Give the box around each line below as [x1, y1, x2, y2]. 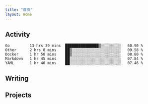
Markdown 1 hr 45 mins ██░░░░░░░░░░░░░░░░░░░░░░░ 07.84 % [5, 56, 143, 61]
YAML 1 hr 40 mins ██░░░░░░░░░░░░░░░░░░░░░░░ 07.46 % [5, 60, 143, 66]
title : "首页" [5, 7, 33, 12]
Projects [5, 91, 32, 100]
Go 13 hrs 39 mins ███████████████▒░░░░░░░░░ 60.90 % [5, 43, 143, 49]
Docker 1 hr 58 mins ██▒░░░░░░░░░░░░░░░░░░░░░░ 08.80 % [5, 52, 143, 57]
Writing [5, 74, 29, 82]
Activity [5, 30, 31, 39]
